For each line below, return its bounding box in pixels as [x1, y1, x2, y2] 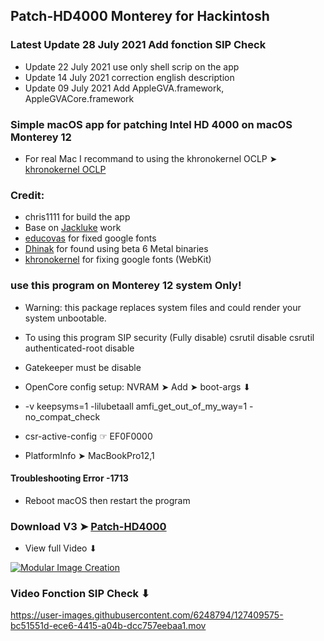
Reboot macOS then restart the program [24, 494, 191, 506]
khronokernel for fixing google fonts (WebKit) [24, 254, 212, 266]
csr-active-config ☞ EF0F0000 [24, 430, 153, 442]
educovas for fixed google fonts [24, 232, 157, 244]
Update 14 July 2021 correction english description [24, 71, 235, 83]
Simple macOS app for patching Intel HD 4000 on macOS [10, 117, 293, 131]
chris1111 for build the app [24, 211, 131, 223]
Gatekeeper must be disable [24, 361, 142, 373]
